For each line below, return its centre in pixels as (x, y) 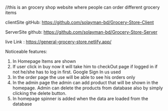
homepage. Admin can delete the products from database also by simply (88, 88)
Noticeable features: (26, 51)
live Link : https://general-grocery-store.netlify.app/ (58, 42)
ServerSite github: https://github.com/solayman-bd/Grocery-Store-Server (81, 32)
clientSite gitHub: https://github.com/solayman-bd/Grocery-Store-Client (79, 22)
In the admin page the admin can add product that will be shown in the (85, 83)
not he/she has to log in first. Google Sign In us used (67, 72)
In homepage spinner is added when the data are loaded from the (80, 98)
